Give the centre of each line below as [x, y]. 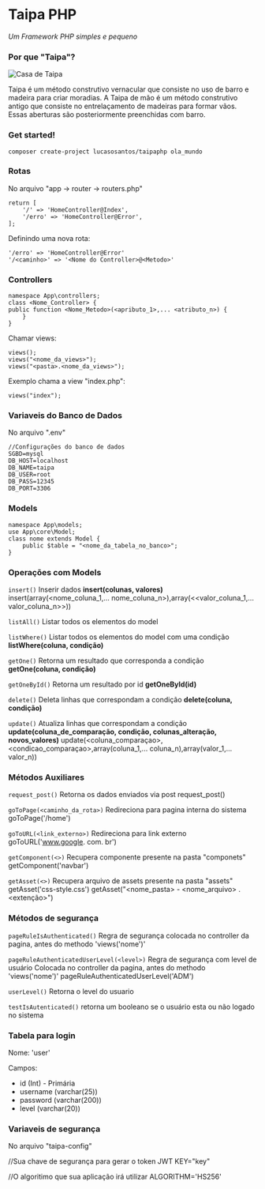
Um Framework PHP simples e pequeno [73, 36]
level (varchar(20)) [50, 1108]
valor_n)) [23, 757]
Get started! [32, 135]
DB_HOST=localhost [38, 461]
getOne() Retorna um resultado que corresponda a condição [106, 660]
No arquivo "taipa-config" [50, 1146]
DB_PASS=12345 [32, 482]
